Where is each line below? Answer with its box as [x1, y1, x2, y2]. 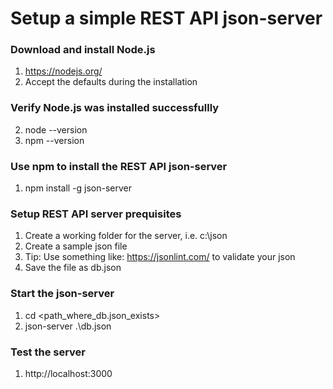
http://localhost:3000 [24, 367, 113, 379]
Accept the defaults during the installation [24, 76, 198, 88]
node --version [24, 123, 88, 136]
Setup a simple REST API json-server [10, 7, 323, 30]
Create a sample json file [24, 240, 128, 252]
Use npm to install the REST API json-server [10, 159, 228, 173]
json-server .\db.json [24, 320, 112, 332]
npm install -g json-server [24, 182, 133, 194]
